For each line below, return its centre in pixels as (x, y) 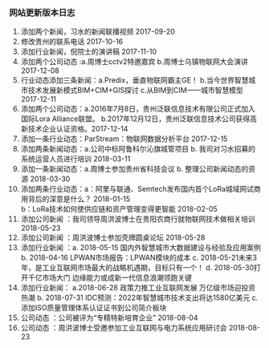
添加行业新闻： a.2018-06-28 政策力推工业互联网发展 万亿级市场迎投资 (138, 288)
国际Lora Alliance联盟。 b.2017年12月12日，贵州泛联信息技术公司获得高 (139, 119)
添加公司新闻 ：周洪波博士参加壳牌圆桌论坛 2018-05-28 (113, 237)
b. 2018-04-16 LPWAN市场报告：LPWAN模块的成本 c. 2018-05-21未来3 (139, 257)
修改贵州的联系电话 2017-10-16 (72, 42)
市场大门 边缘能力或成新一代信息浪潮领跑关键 (117, 277)
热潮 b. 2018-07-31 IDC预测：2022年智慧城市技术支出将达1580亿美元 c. (139, 297)
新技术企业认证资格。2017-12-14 (74, 129)
